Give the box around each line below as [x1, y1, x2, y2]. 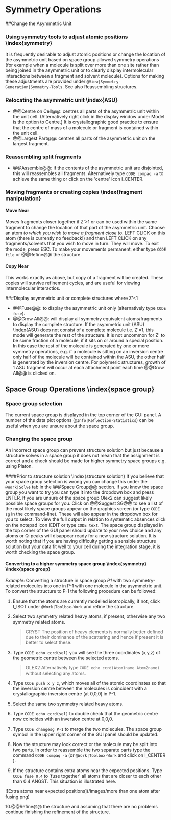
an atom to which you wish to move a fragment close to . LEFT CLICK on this [5, 230, 165, 236]
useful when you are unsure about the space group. [5, 423, 114, 429]
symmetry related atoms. [12, 619, 65, 625]
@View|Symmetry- [86, 79, 121, 85]
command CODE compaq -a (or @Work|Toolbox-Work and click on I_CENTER [12, 752, 166, 758]
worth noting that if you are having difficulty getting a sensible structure [5, 538, 157, 544]
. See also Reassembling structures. [62, 84, 138, 90]
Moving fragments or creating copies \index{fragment [5, 188, 143, 195]
